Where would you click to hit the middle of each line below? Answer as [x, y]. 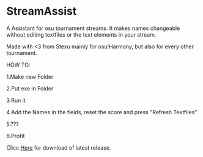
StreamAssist [42, 11]
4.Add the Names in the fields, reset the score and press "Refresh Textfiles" [102, 112]
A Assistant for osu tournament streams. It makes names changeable [93, 28]
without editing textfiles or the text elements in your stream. [81, 34]
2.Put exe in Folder [30, 88]
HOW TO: [18, 65]
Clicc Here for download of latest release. [59, 147]
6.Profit [16, 136]
